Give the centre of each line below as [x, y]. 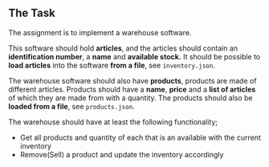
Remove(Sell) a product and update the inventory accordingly [122, 154]
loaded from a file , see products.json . [71, 106]
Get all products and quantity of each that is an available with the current [140, 137]
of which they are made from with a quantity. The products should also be [130, 98]
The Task [32, 13]
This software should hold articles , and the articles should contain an [123, 48]
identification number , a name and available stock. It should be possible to [134, 56]
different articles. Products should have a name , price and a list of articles [132, 89]
